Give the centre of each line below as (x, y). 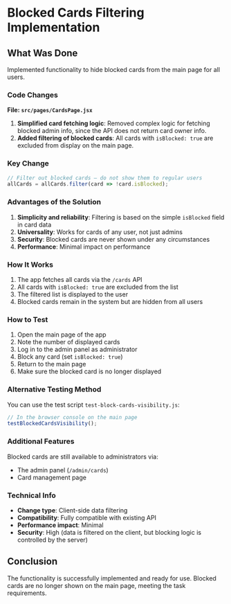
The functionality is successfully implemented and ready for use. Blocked (112, 578)
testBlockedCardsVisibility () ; (52, 424)
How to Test (28, 319)
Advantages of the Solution (54, 202)
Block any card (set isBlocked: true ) (70, 357)
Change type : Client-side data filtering (72, 510)
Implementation (54, 27)
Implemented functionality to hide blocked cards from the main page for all (113, 70)
